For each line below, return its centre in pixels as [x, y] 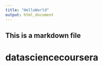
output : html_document [29, 15]
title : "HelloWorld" [27, 10]
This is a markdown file [43, 36]
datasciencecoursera [52, 58]
